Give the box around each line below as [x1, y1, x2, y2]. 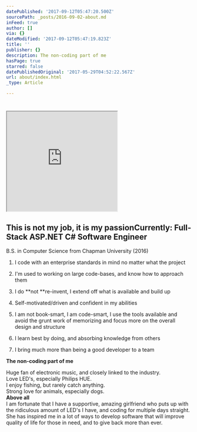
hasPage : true [6, 58, 41, 64]
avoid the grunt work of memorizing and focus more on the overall [14, 317, 175, 324]
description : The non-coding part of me [6, 52, 107, 58]
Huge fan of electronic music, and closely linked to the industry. [6, 369, 161, 376]
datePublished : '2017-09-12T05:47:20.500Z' [6, 8, 115, 15]
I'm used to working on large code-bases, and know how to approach [14, 271, 184, 277]
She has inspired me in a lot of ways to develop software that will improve [6, 413, 185, 420]
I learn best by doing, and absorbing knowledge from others [14, 335, 161, 342]
